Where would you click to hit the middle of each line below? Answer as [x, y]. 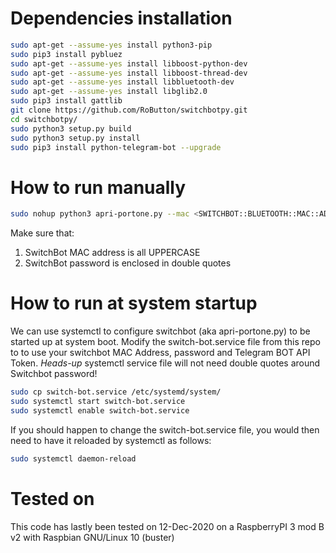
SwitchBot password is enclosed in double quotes [128, 263]
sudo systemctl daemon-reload [73, 458]
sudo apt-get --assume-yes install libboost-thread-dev [129, 73]
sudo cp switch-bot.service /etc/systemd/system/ [116, 392]
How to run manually [98, 187]
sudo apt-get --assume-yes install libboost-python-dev [129, 63]
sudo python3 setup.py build [71, 128]
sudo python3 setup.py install [75, 138]
